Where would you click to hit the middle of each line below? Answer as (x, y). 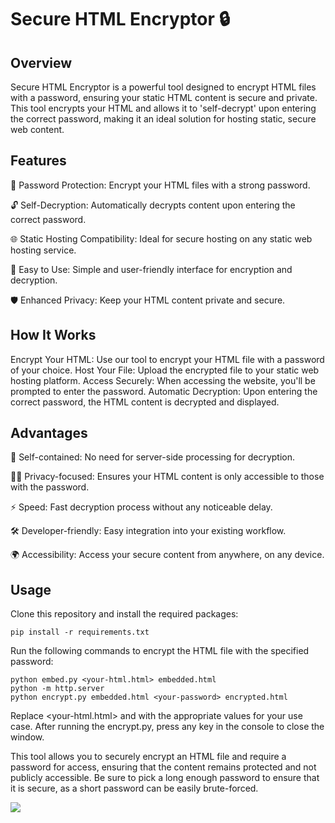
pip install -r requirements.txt (80, 632)
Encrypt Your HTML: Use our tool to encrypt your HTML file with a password (167, 359)
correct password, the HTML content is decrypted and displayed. (145, 402)
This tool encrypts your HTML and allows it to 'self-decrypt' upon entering (163, 108)
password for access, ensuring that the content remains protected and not (163, 767)
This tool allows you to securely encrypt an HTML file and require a (148, 757)
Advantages (49, 433)
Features (38, 161)
